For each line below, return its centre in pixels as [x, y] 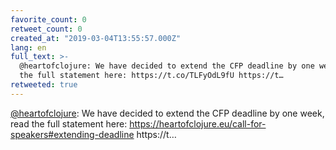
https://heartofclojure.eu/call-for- [198, 123]
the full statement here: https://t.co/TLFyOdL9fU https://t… [151, 76]
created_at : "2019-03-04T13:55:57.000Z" [96, 38]
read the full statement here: [69, 123]
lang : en [28, 47]
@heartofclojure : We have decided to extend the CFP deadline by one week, [167, 113]
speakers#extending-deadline [72, 134]
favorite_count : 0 [48, 19]
